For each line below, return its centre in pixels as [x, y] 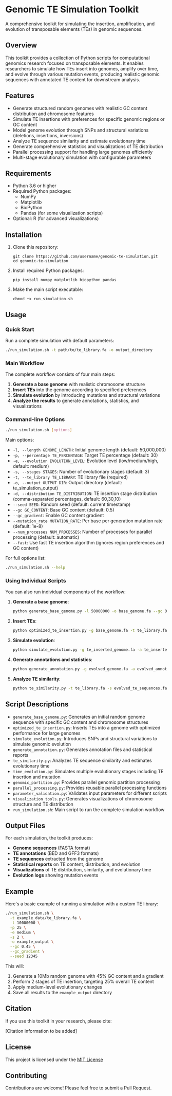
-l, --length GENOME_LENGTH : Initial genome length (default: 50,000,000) [89, 450]
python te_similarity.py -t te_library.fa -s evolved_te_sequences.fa [90, 688]
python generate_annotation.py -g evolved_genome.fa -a [74, 669]
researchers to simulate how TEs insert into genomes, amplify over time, [82, 68]
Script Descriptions [37, 705]
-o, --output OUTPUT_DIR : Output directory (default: [67, 483]
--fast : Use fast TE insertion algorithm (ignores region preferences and [88, 543]
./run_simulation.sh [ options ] [39, 430]
